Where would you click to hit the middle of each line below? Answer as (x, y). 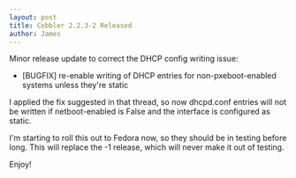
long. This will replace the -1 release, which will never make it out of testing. (147, 147)
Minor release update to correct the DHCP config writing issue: (124, 59)
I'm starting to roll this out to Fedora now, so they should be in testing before (148, 138)
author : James (35, 33)
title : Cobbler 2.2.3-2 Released (71, 26)
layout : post (33, 17)
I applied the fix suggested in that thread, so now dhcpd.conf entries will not (148, 102)
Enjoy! (21, 165)
